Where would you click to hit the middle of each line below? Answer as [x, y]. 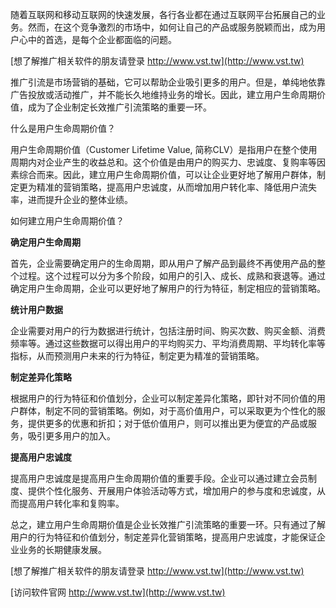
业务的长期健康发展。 [62, 549]
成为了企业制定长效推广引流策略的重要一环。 [119, 107]
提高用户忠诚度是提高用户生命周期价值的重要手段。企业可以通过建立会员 [159, 478]
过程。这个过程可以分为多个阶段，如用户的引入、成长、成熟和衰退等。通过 [172, 276]
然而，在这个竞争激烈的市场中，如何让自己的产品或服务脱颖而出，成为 [172, 27]
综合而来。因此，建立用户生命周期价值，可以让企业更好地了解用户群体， [167, 174]
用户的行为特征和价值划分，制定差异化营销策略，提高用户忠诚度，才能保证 [163, 537]
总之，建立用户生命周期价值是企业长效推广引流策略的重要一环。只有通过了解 [168, 524]
